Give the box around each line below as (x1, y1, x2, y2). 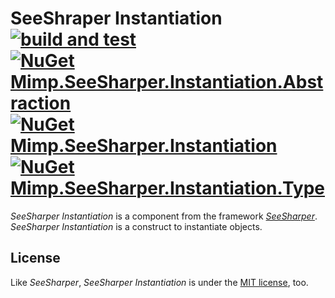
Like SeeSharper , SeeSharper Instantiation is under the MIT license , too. (10, 276, 309, 288)
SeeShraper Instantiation (10, 7, 223, 30)
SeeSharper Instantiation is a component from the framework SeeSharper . (10, 210, 318, 222)
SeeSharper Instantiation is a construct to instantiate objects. (10, 220, 263, 232)
